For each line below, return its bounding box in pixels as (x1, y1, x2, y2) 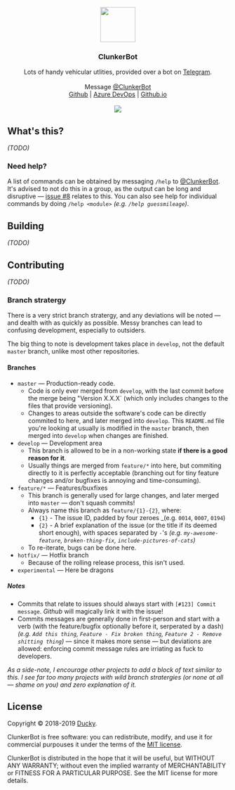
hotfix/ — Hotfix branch (17, 550, 89, 559)
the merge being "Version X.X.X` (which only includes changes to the (27, 394, 229, 402)
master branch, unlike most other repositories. (7, 347, 140, 356)
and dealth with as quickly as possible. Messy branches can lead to (7, 318, 203, 327)
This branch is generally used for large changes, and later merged (27, 491, 220, 499)
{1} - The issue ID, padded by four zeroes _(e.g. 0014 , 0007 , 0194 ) (38, 513, 226, 522)
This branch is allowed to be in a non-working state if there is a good (27, 446, 228, 455)
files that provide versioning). (27, 401, 113, 410)
